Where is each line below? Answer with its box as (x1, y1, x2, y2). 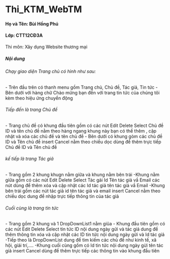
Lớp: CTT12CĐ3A (5, 32, 43, 39)
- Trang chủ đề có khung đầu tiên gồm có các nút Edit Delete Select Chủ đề (5, 122, 164, 128)
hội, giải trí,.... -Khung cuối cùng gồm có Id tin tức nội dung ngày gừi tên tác (5, 242, 163, 248)
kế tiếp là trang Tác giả (5, 156, 54, 162)
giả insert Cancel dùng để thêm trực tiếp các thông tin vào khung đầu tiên (5, 248, 160, 254)
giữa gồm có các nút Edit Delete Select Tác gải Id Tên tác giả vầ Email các (5, 177, 160, 183)
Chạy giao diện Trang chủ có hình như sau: (5, 68, 96, 74)
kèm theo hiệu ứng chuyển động (5, 95, 73, 101)
